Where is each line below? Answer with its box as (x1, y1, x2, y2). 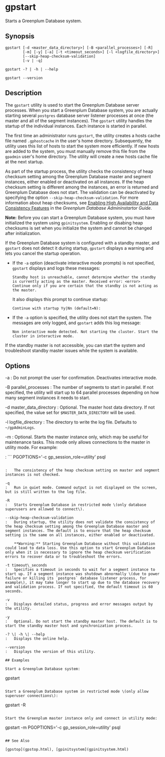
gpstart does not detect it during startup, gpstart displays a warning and (5, 245, 154, 251)
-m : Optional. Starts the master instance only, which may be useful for (5, 434, 149, 440)
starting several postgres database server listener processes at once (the (5, 113, 154, 118)
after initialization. (5, 230, 41, 236)
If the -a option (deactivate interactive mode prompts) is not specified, (12, 260, 155, 265)
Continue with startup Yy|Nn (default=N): (12, 305, 101, 311)
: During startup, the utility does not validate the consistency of (5, 520, 155, 525)
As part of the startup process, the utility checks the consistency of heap (5, 168, 154, 174)
